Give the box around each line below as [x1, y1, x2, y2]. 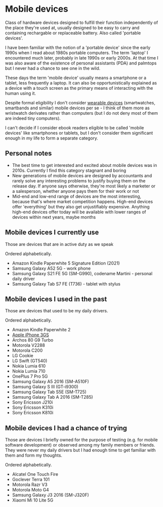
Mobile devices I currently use [5, 228, 99, 237]
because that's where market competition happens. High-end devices [12, 199, 153, 204]
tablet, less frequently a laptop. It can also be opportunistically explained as [5, 80, 157, 86]
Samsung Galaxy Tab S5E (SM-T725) [12, 389, 87, 395]
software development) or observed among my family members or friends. [5, 442, 155, 448]
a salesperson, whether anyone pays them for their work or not [12, 188, 139, 194]
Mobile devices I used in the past [5, 295, 107, 303]
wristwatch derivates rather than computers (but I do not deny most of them [5, 110, 158, 116]
